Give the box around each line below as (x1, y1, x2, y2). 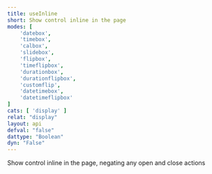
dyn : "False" (7, 140, 45, 147)
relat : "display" (7, 113, 58, 120)
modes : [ (7, 23, 33, 30)
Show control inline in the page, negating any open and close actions (7, 159, 206, 167)
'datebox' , (20, 29, 52, 37)
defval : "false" (7, 127, 54, 134)
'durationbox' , (20, 68, 64, 75)
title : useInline (7, 10, 58, 17)
